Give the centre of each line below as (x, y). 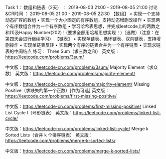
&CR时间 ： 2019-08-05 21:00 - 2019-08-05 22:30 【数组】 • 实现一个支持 (83, 14)
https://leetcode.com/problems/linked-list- (117, 113)
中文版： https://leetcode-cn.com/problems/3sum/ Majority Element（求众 (81, 67)
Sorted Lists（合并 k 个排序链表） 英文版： (49, 135)
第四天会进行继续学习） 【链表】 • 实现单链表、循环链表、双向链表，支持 (81, 39)
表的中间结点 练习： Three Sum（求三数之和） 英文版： (62, 51)
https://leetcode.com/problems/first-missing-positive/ (61, 96)
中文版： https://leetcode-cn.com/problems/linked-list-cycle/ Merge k (77, 129)
